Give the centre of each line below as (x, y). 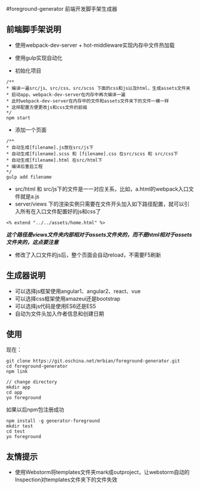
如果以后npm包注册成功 (35, 410)
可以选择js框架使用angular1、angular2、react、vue (78, 291)
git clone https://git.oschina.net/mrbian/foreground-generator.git (93, 361)
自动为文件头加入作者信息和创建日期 (59, 313)
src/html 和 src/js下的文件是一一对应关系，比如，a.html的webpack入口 (102, 189)
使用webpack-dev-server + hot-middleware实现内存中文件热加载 (95, 45)
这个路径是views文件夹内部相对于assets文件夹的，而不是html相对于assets (99, 234)
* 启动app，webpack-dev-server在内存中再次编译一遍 (66, 95)
